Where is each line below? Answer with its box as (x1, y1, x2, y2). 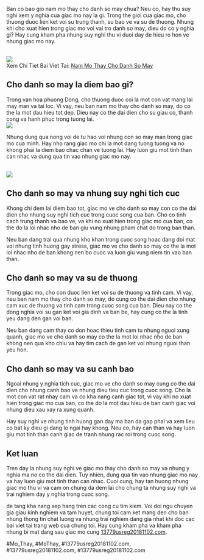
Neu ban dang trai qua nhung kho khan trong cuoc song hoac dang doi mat (6, 235, 195, 243)
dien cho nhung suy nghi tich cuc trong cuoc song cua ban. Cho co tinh (6, 210, 186, 218)
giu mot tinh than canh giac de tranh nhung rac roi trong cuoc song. (6, 431, 177, 438)
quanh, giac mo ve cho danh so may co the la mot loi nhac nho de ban (6, 333, 183, 340)
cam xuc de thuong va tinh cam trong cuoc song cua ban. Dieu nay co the (6, 302, 192, 309)
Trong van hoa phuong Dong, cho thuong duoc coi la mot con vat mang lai (6, 96, 193, 103)
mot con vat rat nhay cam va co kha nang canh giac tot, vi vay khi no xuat (6, 393, 191, 400)
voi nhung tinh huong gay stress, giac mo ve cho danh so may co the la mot (6, 242, 196, 249)
